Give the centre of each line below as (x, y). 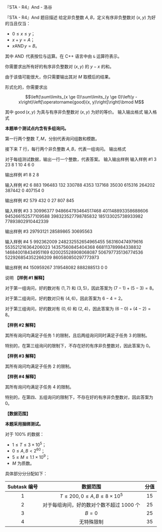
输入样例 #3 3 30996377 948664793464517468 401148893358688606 (77, 211)
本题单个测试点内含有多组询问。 (37, 128)
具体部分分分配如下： (26, 473)
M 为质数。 (23, 463)
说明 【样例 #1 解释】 (26, 278)
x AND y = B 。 (26, 46)
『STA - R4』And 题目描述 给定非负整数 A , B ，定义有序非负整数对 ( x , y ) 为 (78, 17)
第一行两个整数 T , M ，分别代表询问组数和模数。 (52, 139)
